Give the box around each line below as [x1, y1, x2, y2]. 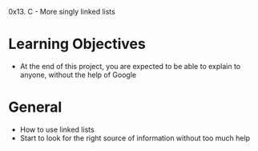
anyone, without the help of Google [19, 70, 137, 80]
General [8, 98, 62, 116]
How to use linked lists [19, 124, 95, 134]
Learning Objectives [8, 35, 146, 53]
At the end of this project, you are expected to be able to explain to [19, 61, 241, 71]
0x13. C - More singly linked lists [8, 7, 116, 16]
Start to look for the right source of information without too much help [19, 133, 251, 143]
